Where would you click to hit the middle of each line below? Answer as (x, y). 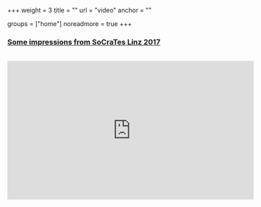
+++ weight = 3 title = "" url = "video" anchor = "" (79, 10)
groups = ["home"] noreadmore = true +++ (70, 24)
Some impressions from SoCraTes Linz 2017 (84, 42)
